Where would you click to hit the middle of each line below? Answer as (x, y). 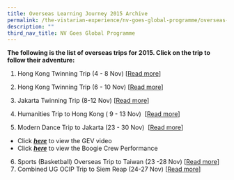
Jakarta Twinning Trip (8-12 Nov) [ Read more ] (83, 101)
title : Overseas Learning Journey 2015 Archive (78, 14)
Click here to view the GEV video (65, 141)
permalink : (23, 20)
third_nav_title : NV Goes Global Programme (71, 33)
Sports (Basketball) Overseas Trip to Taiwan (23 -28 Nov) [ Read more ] (118, 162)
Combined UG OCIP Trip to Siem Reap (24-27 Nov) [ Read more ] (109, 169)
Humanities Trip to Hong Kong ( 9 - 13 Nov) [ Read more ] (99, 114)
